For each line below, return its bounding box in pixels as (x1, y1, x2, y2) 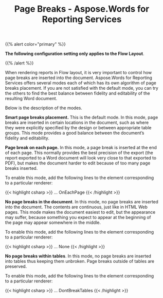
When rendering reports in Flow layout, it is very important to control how (5, 70, 152, 76)
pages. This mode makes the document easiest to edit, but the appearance (5, 209, 156, 215)
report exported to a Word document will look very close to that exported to (5, 155, 157, 161)
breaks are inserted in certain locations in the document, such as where (5, 119, 149, 125)
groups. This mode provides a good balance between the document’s (5, 130, 145, 136)
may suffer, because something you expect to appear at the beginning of (5, 215, 151, 220)
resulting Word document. (5, 96, 57, 101)
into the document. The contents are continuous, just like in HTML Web (5, 204, 148, 210)
